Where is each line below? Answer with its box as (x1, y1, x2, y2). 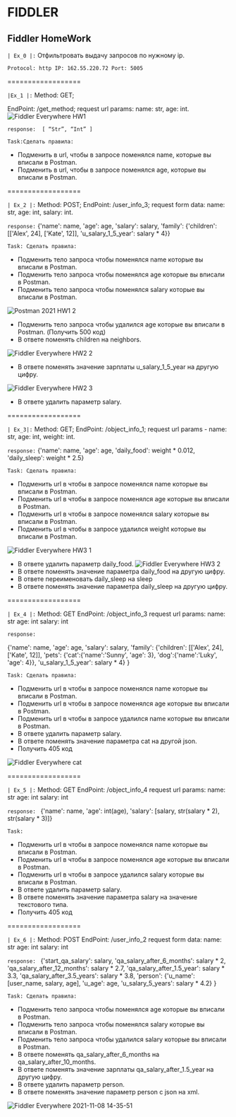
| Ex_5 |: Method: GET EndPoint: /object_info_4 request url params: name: (7, 785, 226, 794)
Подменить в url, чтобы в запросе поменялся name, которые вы (17, 151, 211, 159)
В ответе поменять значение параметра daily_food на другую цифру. (17, 567, 225, 575)
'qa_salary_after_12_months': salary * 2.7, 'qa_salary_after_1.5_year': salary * (7, 964, 225, 972)
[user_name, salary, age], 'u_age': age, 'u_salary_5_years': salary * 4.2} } (7, 979, 217, 987)
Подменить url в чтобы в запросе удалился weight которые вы (17, 525, 206, 533)
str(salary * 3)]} (7, 814, 53, 822)
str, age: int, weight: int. (7, 433, 75, 440)
